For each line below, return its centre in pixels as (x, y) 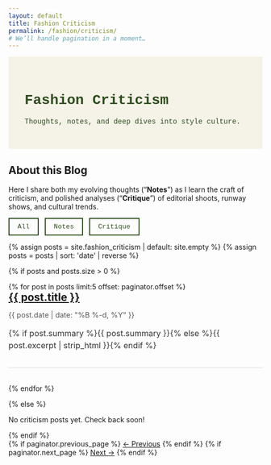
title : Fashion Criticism (52, 23)
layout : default (35, 16)
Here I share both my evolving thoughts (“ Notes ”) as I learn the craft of (126, 189)
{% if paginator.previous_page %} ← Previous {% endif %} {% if (115, 444)
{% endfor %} (31, 388)
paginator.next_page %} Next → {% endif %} (83, 453)
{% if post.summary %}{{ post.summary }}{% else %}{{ (114, 334)
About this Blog (48, 170)
